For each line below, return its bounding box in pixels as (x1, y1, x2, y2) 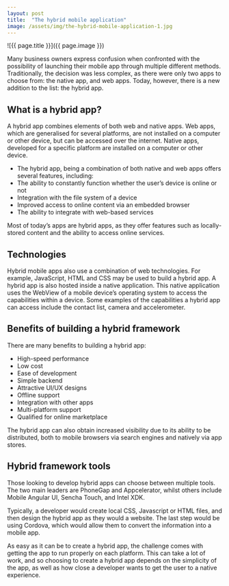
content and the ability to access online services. (26, 229, 165, 237)
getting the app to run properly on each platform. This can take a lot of (7, 549, 206, 557)
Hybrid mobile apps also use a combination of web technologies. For (7, 267, 201, 275)
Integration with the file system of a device (16, 193, 138, 202)
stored (7, 229, 25, 237)
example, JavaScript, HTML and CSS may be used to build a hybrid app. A (7, 274, 217, 282)
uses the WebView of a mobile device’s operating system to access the (7, 289, 207, 297)
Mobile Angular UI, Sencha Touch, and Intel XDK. (7, 493, 145, 501)
